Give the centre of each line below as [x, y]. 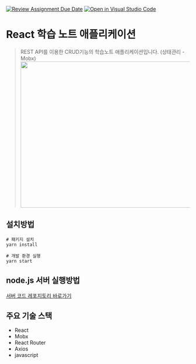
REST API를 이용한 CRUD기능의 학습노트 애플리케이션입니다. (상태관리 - [102, 51]
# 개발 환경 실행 [23, 256]
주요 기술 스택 [29, 316]
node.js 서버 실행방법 [43, 281]
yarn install [22, 245]
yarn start [19, 261]
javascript [26, 355]
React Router [30, 343]
